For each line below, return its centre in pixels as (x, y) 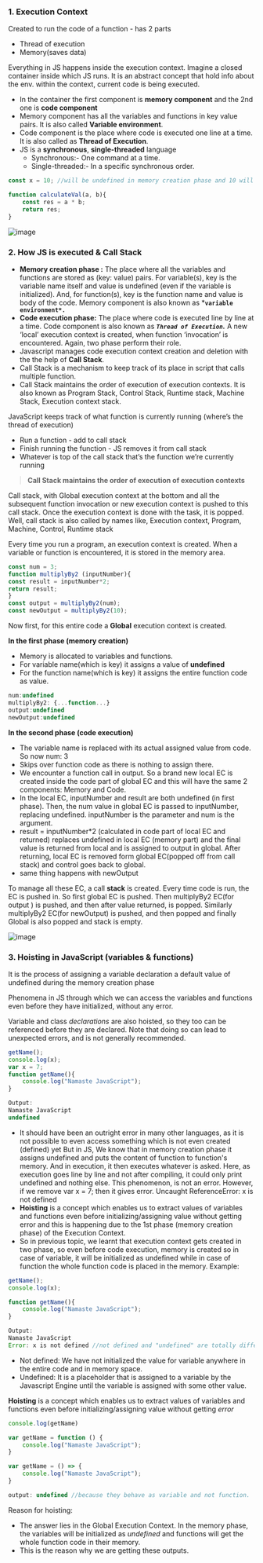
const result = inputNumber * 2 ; (59, 581)
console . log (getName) (43, 1423)
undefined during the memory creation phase (81, 982)
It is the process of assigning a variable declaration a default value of (119, 974)
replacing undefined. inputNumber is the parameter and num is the (127, 814)
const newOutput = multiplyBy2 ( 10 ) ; (68, 611)
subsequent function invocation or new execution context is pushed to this (128, 503)
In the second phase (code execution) (71, 732)
